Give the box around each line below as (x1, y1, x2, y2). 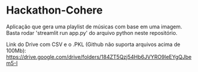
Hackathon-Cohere (6, 4, 103, 17)
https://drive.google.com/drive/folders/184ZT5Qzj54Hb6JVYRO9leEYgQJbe (6, 53, 192, 60)
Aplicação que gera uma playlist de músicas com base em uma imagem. (6, 23, 182, 30)
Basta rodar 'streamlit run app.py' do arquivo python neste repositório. (6, 29, 178, 36)
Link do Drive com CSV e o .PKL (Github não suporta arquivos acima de (6, 41, 180, 48)
